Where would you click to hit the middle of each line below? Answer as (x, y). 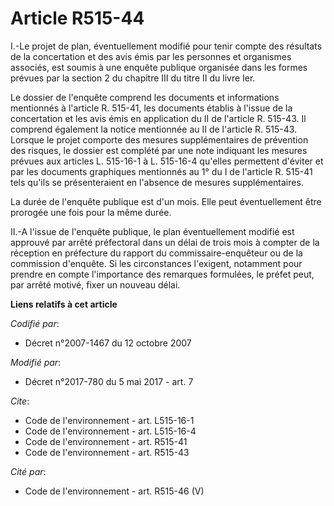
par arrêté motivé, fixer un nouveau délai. (95, 284)
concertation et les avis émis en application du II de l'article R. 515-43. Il (158, 118)
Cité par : (28, 471)
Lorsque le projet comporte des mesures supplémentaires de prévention (159, 139)
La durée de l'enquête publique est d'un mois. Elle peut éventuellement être (166, 201)
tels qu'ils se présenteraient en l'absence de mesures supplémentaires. (157, 182)
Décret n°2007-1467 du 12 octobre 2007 (108, 343)
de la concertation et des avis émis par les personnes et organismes (151, 56)
